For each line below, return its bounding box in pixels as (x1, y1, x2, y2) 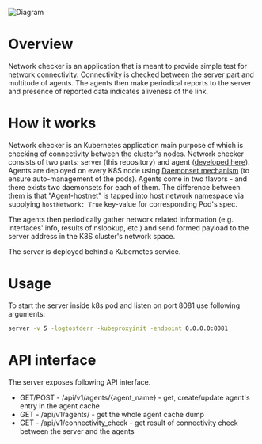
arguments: (8, 309, 46, 318)
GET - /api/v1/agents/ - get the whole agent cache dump (19, 409, 204, 419)
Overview (8, 36, 74, 53)
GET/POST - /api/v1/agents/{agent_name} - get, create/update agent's (19, 393, 251, 402)
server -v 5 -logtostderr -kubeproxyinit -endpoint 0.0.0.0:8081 (8, 324, 228, 332)
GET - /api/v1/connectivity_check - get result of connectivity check (19, 418, 239, 427)
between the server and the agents (19, 426, 135, 435)
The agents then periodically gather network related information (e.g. (8, 214, 234, 224)
